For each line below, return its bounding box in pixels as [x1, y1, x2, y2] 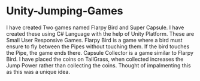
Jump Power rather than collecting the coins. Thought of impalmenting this [6, 61, 191, 69]
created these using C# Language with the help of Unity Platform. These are [6, 30, 195, 37]
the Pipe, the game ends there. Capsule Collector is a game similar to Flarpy [6, 49, 193, 56]
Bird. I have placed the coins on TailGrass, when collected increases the [6, 55, 184, 63]
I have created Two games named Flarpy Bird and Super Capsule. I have [6, 24, 184, 31]
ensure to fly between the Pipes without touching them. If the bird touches [6, 43, 190, 50]
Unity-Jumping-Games [6, 4, 123, 18]
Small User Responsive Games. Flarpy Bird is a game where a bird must [6, 36, 183, 43]
